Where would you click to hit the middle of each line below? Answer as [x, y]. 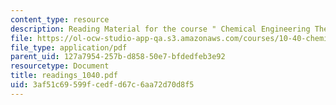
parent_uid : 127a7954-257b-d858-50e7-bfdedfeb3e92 [118, 57]
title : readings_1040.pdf [64, 76]
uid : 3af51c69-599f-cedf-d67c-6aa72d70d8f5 [102, 85]
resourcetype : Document [60, 66]
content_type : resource [60, 19]
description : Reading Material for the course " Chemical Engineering [160, 29]
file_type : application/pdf [69, 47]
